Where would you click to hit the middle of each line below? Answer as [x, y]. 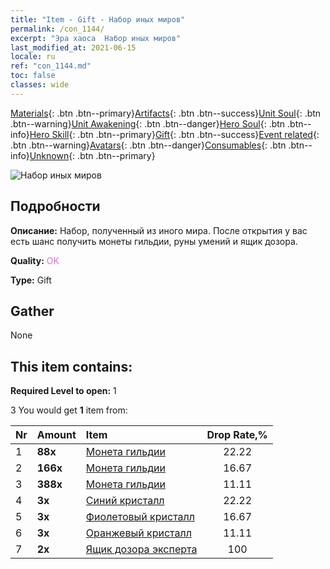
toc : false [33, 76]
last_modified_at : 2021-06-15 [73, 47]
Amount [56, 435]
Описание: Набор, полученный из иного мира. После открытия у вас [159, 230]
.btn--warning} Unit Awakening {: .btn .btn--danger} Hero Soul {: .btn [148, 123]
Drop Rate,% [237, 435]
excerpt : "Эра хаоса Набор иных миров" [96, 38]
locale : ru [33, 57]
